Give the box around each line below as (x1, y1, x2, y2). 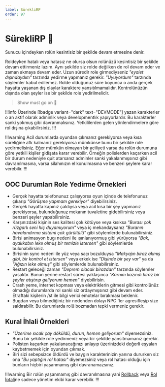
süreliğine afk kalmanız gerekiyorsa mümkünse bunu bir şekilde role (5, 140, 143, 146)
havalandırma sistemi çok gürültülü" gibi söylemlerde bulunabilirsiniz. (12, 230, 154, 236)
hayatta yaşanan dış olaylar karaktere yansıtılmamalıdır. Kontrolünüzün (5, 85, 148, 91)
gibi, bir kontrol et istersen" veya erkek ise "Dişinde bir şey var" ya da (12, 256, 154, 262)
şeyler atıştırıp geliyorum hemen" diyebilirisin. (12, 277, 105, 283)
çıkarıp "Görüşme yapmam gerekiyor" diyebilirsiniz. (12, 198, 117, 204)
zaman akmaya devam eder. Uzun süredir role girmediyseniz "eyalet (5, 69, 144, 75)
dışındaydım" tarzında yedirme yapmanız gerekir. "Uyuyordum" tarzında (5, 74, 151, 80)
